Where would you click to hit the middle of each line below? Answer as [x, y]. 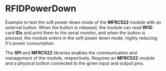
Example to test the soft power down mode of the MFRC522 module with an [83, 22]
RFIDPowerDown [41, 9]
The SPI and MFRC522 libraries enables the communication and [71, 53]
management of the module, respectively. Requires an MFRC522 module [80, 58]
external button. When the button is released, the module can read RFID [79, 27]
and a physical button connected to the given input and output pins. [75, 63]
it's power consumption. [30, 43]
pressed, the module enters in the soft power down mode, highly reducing [81, 38]
